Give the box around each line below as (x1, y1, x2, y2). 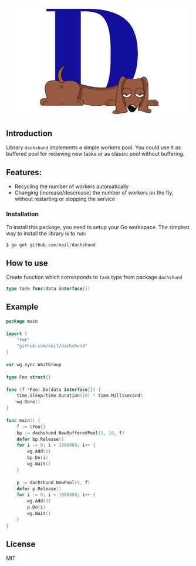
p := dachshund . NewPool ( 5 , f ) (16, 480, 91, 485)
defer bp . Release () (16, 436, 65, 442)
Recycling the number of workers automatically (14, 183, 129, 190)
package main (6, 318, 38, 324)
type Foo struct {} (6, 374, 51, 380)
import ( (6, 331, 28, 337)
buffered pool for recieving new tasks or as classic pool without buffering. (6, 150, 185, 158)
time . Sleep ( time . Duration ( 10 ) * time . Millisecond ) (16, 393, 143, 398)
